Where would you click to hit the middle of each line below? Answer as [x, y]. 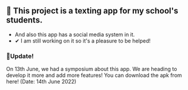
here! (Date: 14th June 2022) [41, 82]
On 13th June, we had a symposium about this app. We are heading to [92, 69]
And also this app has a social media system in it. [75, 34]
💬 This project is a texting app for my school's [92, 11]
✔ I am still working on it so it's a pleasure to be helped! [83, 41]
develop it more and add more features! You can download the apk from [94, 75]
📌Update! [20, 56]
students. [24, 20]
